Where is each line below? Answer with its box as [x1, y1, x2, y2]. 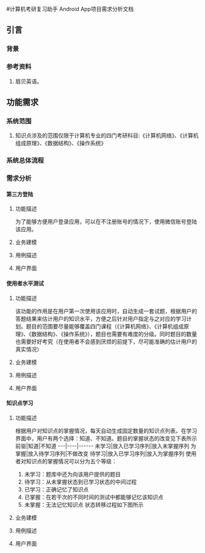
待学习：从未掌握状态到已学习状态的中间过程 [24, 478, 137, 485]
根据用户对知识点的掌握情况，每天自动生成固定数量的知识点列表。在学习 [15, 427, 197, 434]
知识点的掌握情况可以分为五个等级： [26, 457, 117, 465]
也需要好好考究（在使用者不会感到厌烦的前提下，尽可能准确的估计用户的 [15, 338, 197, 345]
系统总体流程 [6, 156, 45, 165]
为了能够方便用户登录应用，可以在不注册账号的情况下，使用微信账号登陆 [15, 218, 197, 226]
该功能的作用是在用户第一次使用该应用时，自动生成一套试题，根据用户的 [15, 307, 197, 315]
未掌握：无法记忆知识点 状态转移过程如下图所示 [24, 501, 144, 508]
